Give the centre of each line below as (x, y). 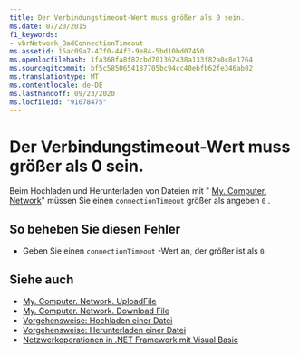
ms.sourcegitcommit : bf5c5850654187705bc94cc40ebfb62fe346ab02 (131, 69)
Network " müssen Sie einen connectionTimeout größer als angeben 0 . (140, 201)
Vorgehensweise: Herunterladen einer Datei (104, 330)
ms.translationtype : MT (54, 77)
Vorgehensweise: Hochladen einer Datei (97, 320)
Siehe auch (42, 279)
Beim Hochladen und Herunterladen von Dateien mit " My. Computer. (138, 191)
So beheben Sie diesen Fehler (95, 229)
